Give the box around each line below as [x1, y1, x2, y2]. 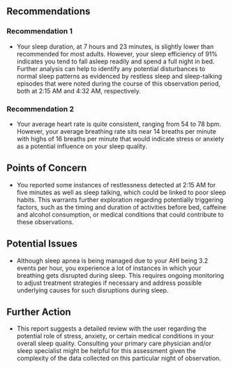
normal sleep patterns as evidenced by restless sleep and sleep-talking [16, 72, 223, 80]
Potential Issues [6, 238, 78, 250]
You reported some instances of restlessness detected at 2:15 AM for [16, 180, 216, 189]
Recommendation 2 [6, 104, 75, 113]
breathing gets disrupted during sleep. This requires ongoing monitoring [16, 271, 225, 279]
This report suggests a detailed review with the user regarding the [16, 324, 207, 333]
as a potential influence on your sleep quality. [16, 142, 148, 150]
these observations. [16, 217, 75, 226]
